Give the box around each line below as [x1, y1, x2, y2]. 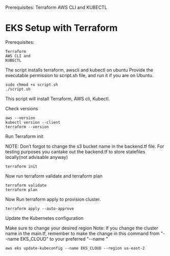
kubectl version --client [5, 120, 60, 125]
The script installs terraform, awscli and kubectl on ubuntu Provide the [5, 66, 153, 73]
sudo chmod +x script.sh [5, 82, 58, 87]
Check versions [5, 105, 38, 111]
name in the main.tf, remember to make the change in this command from [5, 230, 160, 237]
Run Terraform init [5, 133, 43, 139]
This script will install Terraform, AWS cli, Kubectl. [5, 96, 110, 102]
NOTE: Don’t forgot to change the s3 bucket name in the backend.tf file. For [5, 143, 164, 149]
